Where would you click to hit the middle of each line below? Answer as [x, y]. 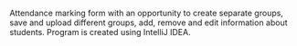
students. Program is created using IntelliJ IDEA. [100, 32]
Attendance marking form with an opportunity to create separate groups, [146, 13]
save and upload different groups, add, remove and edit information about [148, 23]
